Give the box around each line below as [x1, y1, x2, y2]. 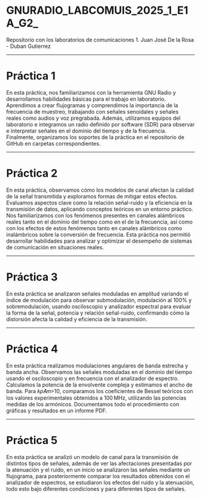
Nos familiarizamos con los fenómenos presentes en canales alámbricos [6, 212, 185, 219]
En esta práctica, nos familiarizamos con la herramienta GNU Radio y [6, 89, 176, 96]
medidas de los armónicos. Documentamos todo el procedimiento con [6, 400, 179, 408]
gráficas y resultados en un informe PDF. [6, 407, 108, 414]
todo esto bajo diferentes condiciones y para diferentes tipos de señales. [6, 485, 187, 492]
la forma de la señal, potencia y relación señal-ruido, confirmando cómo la [6, 309, 190, 316]
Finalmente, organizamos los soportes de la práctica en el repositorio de [6, 133, 184, 141]
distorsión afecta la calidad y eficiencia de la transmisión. [6, 315, 148, 322]
